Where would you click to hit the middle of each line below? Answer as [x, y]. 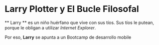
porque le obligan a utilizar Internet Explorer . [50, 27]
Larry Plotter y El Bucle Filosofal [72, 9]
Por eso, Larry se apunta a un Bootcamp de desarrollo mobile [68, 37]
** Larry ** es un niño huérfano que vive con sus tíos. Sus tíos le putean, [79, 22]
